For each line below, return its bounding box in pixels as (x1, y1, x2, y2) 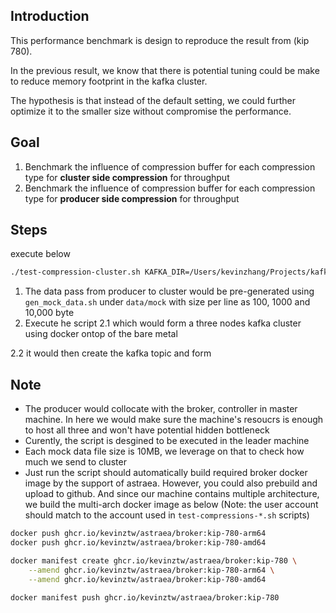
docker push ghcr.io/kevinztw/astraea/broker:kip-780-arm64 (10, 529, 267, 539)
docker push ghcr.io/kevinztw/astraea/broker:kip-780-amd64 (10, 538, 267, 548)
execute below (10, 248, 71, 260)
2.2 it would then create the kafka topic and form (10, 347, 212, 359)
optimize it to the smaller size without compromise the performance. (10, 105, 292, 117)
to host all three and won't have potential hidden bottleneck (24, 424, 270, 436)
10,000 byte (24, 307, 75, 319)
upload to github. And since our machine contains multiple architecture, (24, 488, 320, 500)
